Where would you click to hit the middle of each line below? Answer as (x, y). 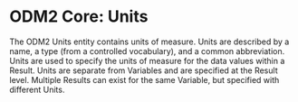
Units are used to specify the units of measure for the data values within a (147, 60)
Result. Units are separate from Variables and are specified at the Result (144, 70)
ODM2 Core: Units (79, 17)
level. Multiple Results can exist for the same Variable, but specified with (144, 79)
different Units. (37, 89)
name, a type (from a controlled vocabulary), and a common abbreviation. (147, 51)
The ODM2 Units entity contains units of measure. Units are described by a (149, 42)
